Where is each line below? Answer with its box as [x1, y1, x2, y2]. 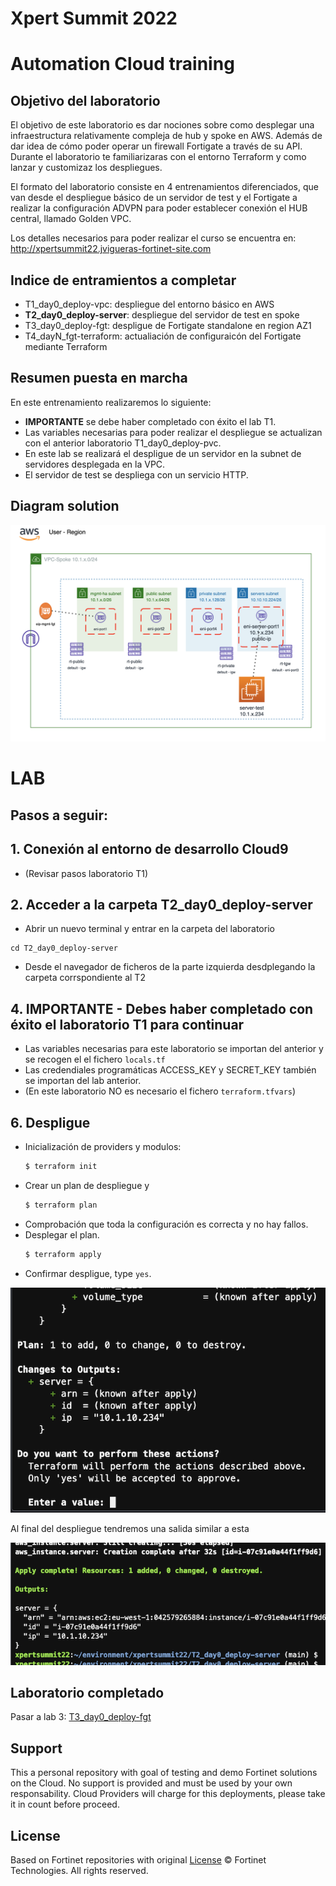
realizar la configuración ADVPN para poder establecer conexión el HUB [10, 202, 308, 214]
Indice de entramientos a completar [10, 272, 237, 289]
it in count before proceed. [10, 1798, 120, 1811]
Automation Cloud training [10, 53, 235, 76]
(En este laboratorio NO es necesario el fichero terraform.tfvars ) [24, 1085, 297, 1097]
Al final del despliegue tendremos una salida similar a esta [10, 1523, 250, 1535]
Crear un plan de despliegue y [24, 1179, 150, 1191]
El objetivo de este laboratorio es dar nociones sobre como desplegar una [10, 119, 315, 131]
